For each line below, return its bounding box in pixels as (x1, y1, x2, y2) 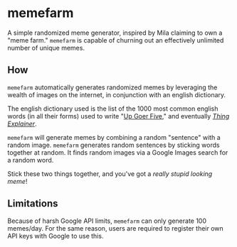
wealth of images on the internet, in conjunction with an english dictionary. (7, 90, 226, 99)
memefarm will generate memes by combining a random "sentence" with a (7, 133, 221, 141)
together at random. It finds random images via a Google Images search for (7, 148, 228, 157)
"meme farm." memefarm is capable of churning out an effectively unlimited (7, 35, 224, 44)
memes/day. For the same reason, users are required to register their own (7, 224, 224, 232)
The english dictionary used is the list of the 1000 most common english (7, 104, 218, 113)
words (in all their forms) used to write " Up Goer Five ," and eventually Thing (7, 111, 230, 120)
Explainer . (7, 119, 37, 128)
